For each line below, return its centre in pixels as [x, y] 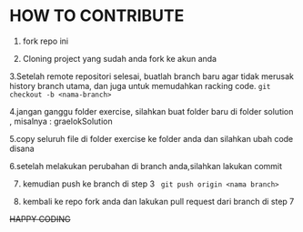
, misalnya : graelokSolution [61, 121]
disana [22, 148]
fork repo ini [45, 41]
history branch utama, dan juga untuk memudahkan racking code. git [140, 86]
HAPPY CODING [40, 218]
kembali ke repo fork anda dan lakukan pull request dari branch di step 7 [158, 201]
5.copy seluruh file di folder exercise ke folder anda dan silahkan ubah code [151, 138]
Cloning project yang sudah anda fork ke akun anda [119, 58]
